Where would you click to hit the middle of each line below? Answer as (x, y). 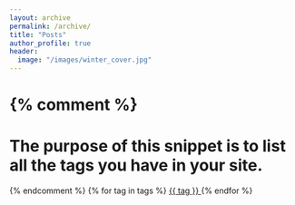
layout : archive (40, 18)
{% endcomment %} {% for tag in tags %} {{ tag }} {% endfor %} (131, 190)
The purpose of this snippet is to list (147, 146)
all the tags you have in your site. (136, 166)
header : (24, 52)
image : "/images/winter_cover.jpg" (85, 60)
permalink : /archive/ (50, 26)
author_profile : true (50, 43)
